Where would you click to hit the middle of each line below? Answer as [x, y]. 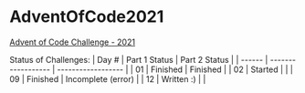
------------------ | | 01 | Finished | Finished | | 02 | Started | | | [175, 69]
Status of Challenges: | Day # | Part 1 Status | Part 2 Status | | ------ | [139, 59]
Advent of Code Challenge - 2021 [72, 42]
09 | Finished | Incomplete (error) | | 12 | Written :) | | [108, 78]
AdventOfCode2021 [87, 17]
